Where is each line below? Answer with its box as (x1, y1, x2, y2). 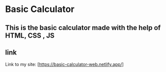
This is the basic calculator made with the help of (5, 23, 161, 32)
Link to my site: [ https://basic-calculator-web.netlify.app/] (5, 61, 124, 67)
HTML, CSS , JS (5, 31, 55, 39)
